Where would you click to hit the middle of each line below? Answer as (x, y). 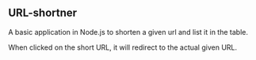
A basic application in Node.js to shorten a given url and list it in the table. (128, 32)
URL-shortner (43, 13)
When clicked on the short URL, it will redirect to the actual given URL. (123, 47)
